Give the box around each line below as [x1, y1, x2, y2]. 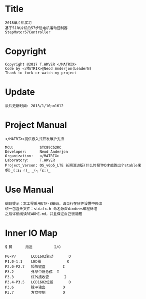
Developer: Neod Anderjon [5, 149, 68, 154]
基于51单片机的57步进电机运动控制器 [5, 25, 68, 30]
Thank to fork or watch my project [5, 70, 77, 75]
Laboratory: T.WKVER [5, 158, 55, 163]
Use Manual [5, 184, 54, 195]
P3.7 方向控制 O [5, 290, 65, 295]
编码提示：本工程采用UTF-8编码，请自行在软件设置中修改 [5, 201, 102, 206]
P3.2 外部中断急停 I [5, 269, 59, 274]
